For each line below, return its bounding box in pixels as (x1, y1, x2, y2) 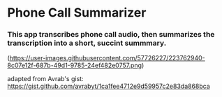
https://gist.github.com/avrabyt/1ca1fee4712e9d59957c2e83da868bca (7, 82, 211, 91)
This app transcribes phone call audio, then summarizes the (7, 30, 215, 39)
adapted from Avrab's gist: (7, 75, 84, 83)
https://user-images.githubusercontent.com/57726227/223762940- (9, 54, 206, 62)
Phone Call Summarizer (7, 5, 147, 21)
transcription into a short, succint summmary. (7, 38, 167, 48)
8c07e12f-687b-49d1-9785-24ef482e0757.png (7, 61, 142, 70)
